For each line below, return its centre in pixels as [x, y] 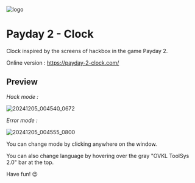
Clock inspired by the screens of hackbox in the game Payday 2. [87, 51]
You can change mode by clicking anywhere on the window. [82, 144]
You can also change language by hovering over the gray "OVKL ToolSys [98, 156]
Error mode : [22, 120]
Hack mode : [22, 96]
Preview [22, 82]
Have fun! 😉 [22, 174]
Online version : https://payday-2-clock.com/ [63, 63]
